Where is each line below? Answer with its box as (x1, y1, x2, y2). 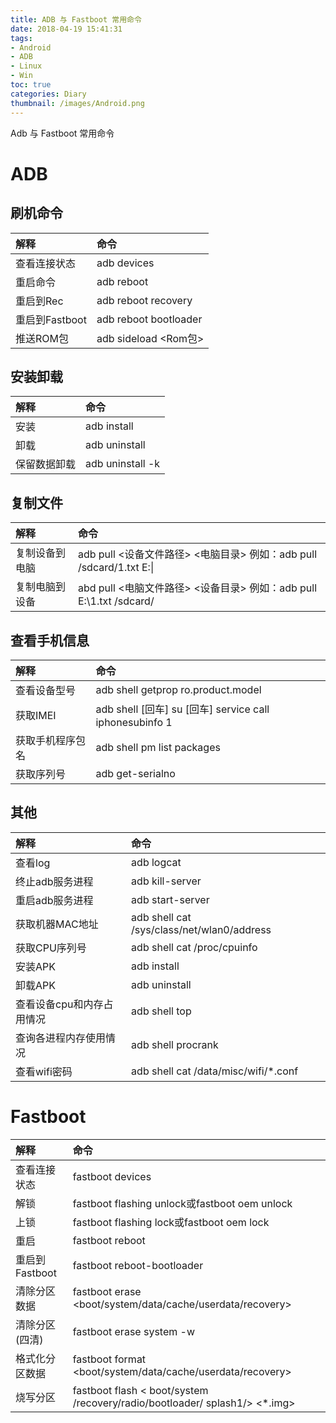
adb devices (96, 256, 155, 270)
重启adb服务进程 (15, 893, 94, 907)
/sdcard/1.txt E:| (77, 561, 155, 575)
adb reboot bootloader (96, 312, 203, 326)
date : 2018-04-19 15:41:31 (10, 24, 123, 34)
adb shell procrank (131, 1037, 219, 1051)
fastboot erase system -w (72, 1324, 196, 1338)
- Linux (10, 61, 43, 71)
